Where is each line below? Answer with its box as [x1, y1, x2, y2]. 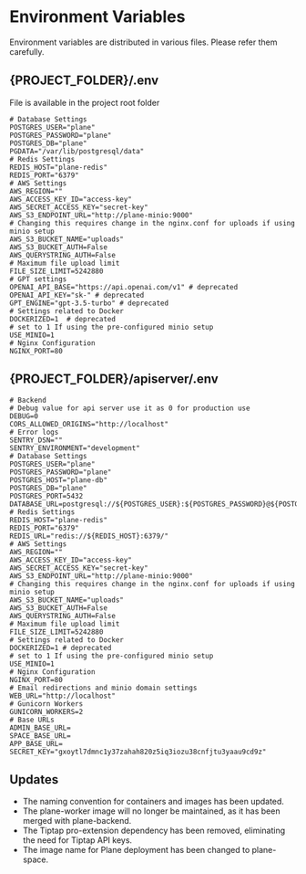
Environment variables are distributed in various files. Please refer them [9, 37, 278, 47]
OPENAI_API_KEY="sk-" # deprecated [9, 290, 145, 300]
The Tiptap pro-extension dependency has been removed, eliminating [22, 825, 285, 837]
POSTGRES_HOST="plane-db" [9, 475, 107, 485]
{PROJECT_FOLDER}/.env [9, 73, 159, 89]
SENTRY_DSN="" [9, 436, 64, 445]
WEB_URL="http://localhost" [9, 691, 117, 700]
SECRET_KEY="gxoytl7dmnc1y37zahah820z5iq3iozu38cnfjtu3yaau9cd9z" [9, 747, 267, 756]
